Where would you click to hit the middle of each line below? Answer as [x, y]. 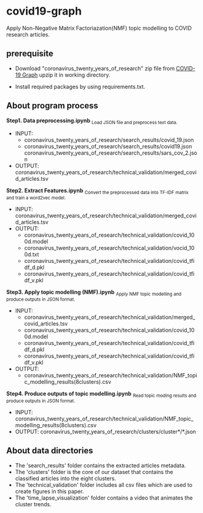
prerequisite [30, 54]
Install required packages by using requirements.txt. [80, 86]
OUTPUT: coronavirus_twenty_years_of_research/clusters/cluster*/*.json [105, 431]
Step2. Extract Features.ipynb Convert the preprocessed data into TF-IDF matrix [98, 191]
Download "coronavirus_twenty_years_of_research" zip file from [95, 68]
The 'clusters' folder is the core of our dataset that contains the [94, 472]
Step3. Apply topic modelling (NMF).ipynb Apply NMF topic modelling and [94, 293]
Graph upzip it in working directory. [66, 75]
